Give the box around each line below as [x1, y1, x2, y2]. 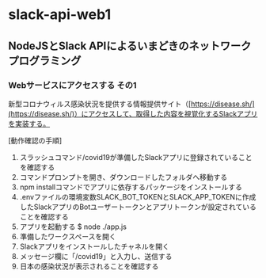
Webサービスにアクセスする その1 [8, 79, 137, 90]
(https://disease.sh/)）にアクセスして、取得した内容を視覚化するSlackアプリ [8, 109, 258, 118]
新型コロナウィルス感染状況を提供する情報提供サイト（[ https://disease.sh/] [8, 99, 255, 109]
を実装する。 [8, 119, 50, 128]
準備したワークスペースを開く [19, 231, 116, 241]
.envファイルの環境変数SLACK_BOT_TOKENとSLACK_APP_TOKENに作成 [19, 192, 256, 201]
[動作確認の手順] [8, 135, 63, 145]
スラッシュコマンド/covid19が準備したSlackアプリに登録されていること [19, 152, 253, 162]
